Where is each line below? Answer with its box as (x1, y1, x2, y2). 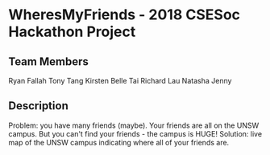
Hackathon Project (8, 22, 136, 41)
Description (8, 99, 69, 113)
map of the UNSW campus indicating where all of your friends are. (8, 137, 230, 147)
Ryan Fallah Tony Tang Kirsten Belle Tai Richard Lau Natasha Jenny (8, 76, 232, 85)
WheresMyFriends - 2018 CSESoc (8, 6, 240, 24)
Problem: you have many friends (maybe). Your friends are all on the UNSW (8, 120, 260, 130)
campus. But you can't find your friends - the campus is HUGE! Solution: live (8, 128, 263, 138)
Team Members (8, 55, 89, 68)
